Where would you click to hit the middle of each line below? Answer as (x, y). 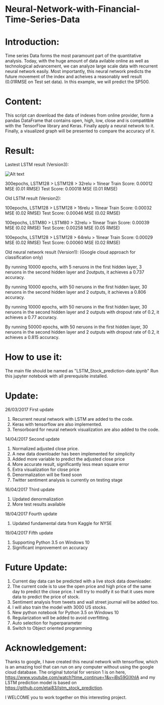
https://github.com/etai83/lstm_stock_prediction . (54, 688)
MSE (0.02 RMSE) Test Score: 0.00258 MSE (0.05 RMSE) (62, 228)
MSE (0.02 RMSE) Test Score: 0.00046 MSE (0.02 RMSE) (63, 213)
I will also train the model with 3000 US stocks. (59, 607)
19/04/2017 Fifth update (29, 533)
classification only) (24, 257)
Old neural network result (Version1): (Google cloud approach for (70, 252)
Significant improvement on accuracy (50, 548)
